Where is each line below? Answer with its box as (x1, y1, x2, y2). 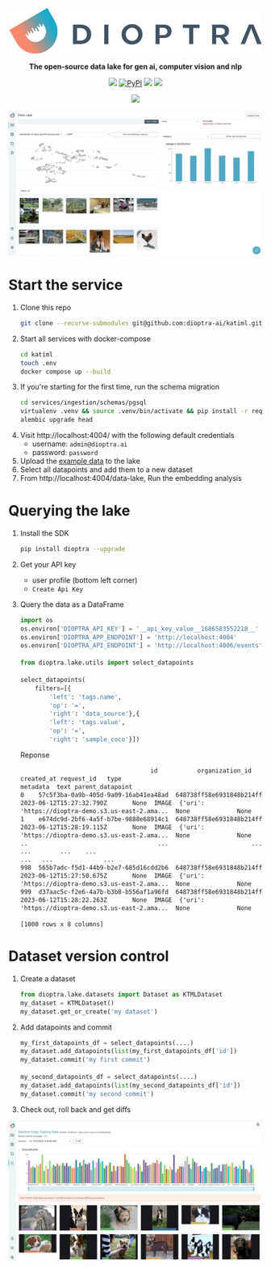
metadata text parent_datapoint (19, 782, 133, 791)
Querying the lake (8, 502, 131, 520)
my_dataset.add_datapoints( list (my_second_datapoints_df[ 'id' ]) (19, 1081, 241, 1089)
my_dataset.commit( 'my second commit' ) (19, 1089, 155, 1098)
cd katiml (19, 350, 54, 359)
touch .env (19, 359, 57, 367)
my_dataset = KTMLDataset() (19, 999, 115, 1007)
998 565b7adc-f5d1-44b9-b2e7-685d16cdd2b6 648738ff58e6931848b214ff (19, 863, 263, 872)
